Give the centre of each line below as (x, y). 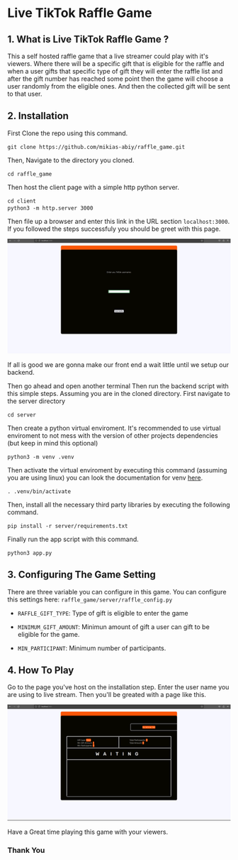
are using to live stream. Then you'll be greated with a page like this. (107, 695)
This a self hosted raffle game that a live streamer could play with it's (108, 56)
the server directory (36, 401)
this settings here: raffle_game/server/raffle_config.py (90, 599)
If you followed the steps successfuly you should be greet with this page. (114, 229)
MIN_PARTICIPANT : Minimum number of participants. (92, 648)
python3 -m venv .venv (41, 457)
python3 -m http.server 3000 (50, 208)
